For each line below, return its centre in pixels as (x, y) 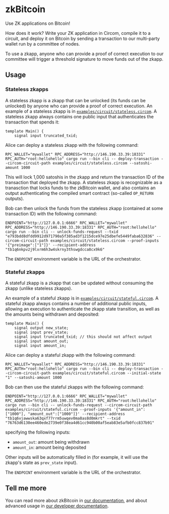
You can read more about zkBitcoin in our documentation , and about (76, 500)
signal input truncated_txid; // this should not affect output (83, 337)
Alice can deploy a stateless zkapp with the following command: (72, 145)
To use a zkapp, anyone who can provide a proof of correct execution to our (84, 54)
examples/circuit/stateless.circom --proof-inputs (104, 241)
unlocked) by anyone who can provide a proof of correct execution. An (79, 106)
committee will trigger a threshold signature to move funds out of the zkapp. (84, 59)
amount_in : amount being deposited (49, 447)
